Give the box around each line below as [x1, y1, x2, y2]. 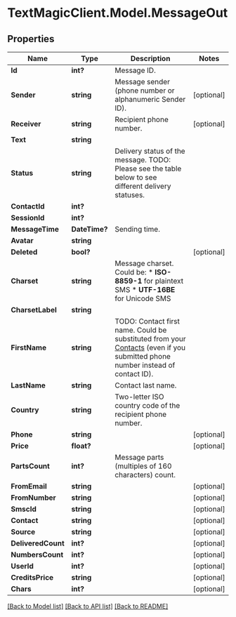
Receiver [11, 119, 41, 128]
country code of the [114, 401, 181, 410]
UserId [11, 562, 34, 571]
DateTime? [71, 225, 108, 234]
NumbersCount [11, 550, 64, 559]
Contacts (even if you [114, 343, 186, 352]
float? [71, 441, 91, 451]
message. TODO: [114, 155, 171, 164]
